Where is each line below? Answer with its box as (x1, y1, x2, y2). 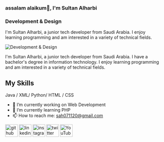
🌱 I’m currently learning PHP (12, 107, 71, 113)
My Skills (5, 79, 34, 87)
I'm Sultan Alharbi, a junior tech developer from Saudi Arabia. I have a (5, 54, 148, 60)
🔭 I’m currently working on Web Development (12, 102, 106, 108)
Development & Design (5, 17, 62, 24)
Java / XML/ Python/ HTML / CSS (5, 92, 74, 98)
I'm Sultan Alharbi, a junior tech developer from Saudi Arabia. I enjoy (5, 29, 146, 35)
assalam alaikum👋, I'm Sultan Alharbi (5, 4, 97, 11)
